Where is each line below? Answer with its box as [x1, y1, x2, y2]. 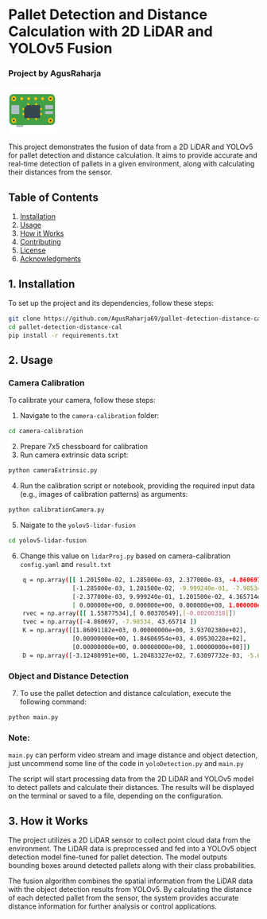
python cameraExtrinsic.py [8, 467, 98, 475]
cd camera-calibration [8, 428, 83, 436]
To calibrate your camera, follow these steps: [8, 396, 157, 405]
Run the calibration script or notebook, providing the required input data [19, 481, 256, 491]
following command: [19, 697, 87, 706]
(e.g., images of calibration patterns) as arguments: [19, 490, 188, 499]
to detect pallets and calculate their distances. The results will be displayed [8, 783, 254, 792]
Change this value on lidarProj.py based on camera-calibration [19, 551, 230, 561]
